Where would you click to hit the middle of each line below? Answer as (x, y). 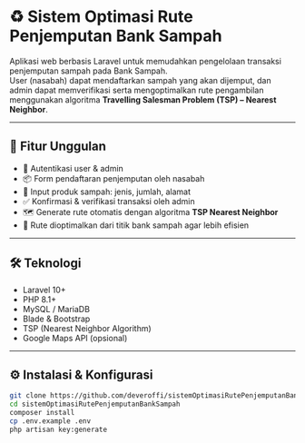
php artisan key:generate (58, 429)
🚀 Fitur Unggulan (58, 147)
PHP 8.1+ (39, 299)
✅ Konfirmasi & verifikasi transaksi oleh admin (108, 201)
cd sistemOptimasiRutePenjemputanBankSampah (95, 404)
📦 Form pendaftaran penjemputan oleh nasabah (113, 178)
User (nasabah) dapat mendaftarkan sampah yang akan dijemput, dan (140, 80)
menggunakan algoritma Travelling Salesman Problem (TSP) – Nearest (143, 99)
